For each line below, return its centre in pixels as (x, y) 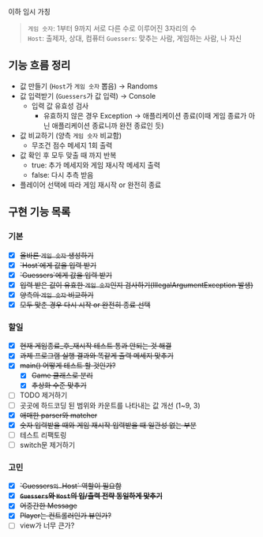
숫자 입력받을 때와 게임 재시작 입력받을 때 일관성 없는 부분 (108, 425)
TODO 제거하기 (43, 395)
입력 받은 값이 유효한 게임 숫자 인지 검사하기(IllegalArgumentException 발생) (136, 285)
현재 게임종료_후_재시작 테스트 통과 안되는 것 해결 (96, 346)
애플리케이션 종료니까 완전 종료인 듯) (108, 126)
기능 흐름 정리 (39, 66)
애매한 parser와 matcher (58, 415)
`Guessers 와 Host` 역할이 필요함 (71, 486)
